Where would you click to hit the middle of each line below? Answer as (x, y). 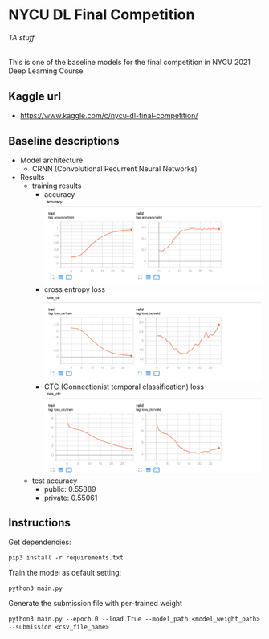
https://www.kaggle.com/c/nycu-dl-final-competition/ (109, 116)
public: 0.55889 (70, 489)
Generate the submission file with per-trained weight (96, 604)
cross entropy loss (75, 289)
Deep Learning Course (46, 71)
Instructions (39, 523)
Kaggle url (35, 96)
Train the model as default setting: (65, 573)
